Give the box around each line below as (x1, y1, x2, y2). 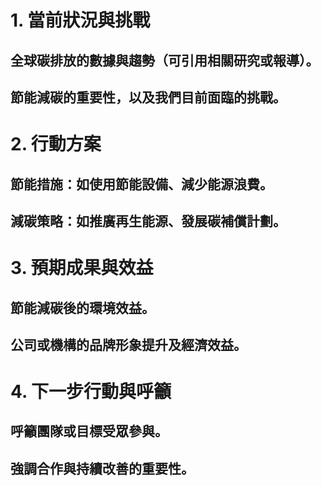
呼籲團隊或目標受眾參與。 (10, 423, 168, 440)
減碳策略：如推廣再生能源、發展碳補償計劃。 (10, 212, 287, 230)
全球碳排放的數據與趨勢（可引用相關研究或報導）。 (10, 52, 320, 69)
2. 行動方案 (10, 133, 102, 156)
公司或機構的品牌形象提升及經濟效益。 (10, 336, 247, 353)
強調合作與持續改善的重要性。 (10, 460, 195, 477)
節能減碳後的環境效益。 (10, 299, 155, 316)
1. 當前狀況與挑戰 (10, 9, 151, 32)
